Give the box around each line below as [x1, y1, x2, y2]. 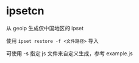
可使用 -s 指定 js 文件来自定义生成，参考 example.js [6, 49, 133, 57]
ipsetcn [6, 4, 45, 18]
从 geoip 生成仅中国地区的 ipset [6, 24, 84, 31]
